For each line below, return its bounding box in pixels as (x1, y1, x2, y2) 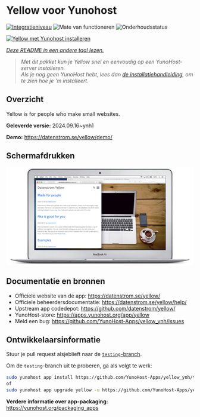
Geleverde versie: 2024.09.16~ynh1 (6, 122, 94, 129)
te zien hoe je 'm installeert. (20, 77, 89, 84)
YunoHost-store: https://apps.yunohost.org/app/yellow (14, 311, 150, 318)
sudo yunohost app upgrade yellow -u (6, 387, 100, 393)
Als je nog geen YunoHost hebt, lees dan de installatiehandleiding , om (20, 70, 193, 78)
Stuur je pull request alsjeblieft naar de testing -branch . (6, 351, 142, 358)
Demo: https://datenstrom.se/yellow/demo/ (6, 133, 113, 140)
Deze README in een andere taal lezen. (6, 46, 104, 54)
